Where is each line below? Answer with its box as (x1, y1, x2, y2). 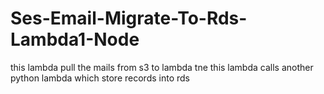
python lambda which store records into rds (10, 72, 190, 84)
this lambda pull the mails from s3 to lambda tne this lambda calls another (10, 61, 314, 73)
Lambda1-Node (10, 28, 140, 51)
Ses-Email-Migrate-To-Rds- (10, 7, 248, 30)
